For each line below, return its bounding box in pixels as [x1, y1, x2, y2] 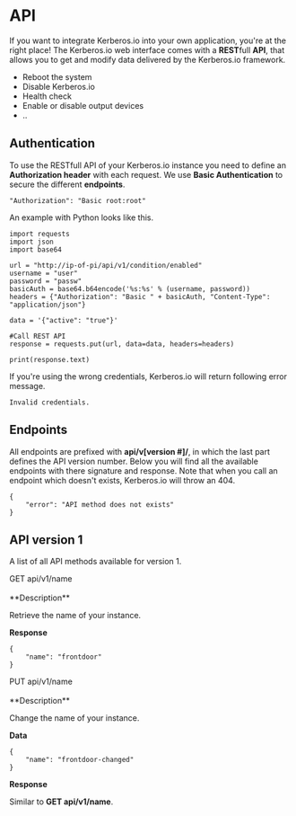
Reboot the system [22, 71, 92, 82]
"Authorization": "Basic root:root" [9, 196, 146, 205]
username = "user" [9, 269, 78, 278]
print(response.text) [9, 355, 91, 364]
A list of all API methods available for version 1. [9, 556, 182, 567]
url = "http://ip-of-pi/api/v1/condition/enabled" [9, 261, 203, 270]
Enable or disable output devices [22, 100, 144, 111]
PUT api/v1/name [9, 676, 74, 687]
